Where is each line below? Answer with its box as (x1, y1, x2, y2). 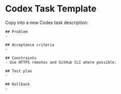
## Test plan (5, 68, 32, 73)
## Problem (5, 29, 28, 34)
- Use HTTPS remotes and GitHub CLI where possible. (5, 59, 117, 65)
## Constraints (5, 55, 37, 60)
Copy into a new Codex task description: (5, 19, 89, 25)
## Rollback (5, 81, 30, 86)
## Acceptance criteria (5, 42, 55, 47)
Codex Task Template (5, 3, 97, 14)
